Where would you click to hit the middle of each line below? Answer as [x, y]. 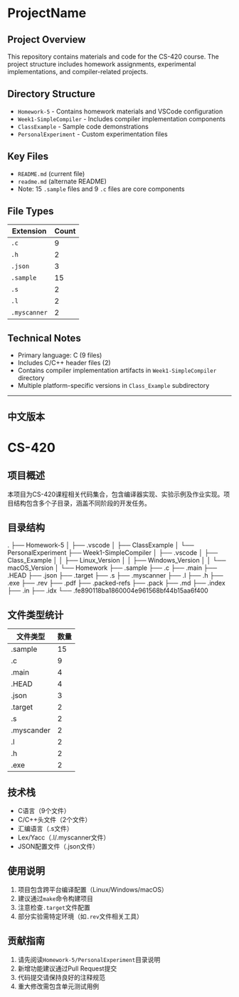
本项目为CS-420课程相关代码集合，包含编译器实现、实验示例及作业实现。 [116, 494]
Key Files [28, 157]
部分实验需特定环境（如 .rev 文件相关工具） [80, 916]
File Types [31, 211]
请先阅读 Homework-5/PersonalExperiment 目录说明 [89, 959]
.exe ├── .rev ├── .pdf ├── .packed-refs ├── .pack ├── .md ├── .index [116, 583]
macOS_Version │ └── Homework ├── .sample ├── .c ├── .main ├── [112, 568]
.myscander [31, 730]
